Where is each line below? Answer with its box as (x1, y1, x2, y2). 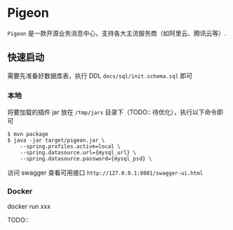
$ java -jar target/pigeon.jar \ (7, 137, 105, 144)
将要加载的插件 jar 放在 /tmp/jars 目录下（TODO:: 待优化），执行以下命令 (7, 108, 218, 116)
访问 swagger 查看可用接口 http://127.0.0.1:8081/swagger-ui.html (7, 168, 204, 177)
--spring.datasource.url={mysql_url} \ (20, 149, 137, 156)
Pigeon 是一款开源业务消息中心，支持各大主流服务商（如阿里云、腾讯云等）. (7, 29, 227, 37)
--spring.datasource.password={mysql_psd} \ (20, 156, 152, 163)
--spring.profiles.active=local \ (20, 143, 121, 150)
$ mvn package (7, 131, 49, 138)
